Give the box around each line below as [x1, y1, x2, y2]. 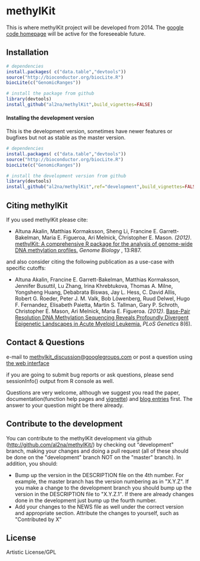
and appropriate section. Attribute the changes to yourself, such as [14, 509, 179, 516]
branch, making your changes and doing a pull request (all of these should [6, 447, 189, 455]
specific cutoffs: [6, 265, 46, 272]
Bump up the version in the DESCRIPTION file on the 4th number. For [14, 471, 184, 478]
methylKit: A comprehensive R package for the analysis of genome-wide [14, 240, 193, 247]
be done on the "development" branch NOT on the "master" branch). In [6, 453, 182, 460]
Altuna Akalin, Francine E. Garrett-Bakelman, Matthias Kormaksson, [14, 276, 180, 283]
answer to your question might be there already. [6, 402, 124, 409]
